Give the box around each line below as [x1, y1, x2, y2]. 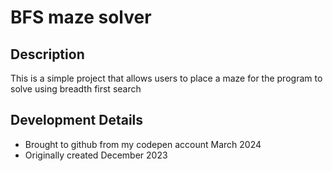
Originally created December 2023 [24, 149, 168, 161]
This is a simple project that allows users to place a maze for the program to [10, 72, 323, 84]
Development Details [10, 112, 144, 129]
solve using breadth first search [10, 83, 142, 95]
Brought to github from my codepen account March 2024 [24, 138, 262, 150]
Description [10, 46, 85, 63]
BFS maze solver [10, 6, 152, 29]
